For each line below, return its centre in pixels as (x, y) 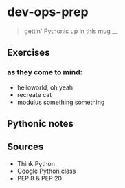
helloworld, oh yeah (45, 87)
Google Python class (46, 171)
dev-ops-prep (48, 12)
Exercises (29, 53)
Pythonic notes (41, 124)
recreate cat (34, 94)
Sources (25, 147)
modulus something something (61, 102)
